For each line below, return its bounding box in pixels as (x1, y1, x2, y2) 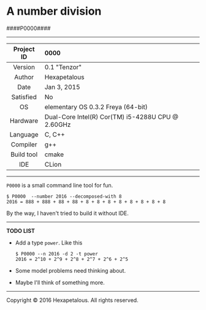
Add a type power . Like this (15, 239, 83, 246)
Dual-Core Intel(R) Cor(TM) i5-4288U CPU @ (44, 112, 179, 121)
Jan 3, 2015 (44, 83, 81, 91)
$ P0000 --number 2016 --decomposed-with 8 (6, 193, 122, 200)
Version (13, 62, 36, 71)
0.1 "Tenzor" (44, 62, 82, 71)
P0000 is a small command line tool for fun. (6, 181, 113, 189)
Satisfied (11, 93, 37, 101)
